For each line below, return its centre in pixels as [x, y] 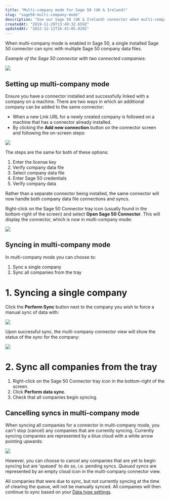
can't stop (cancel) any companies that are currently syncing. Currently [80, 431]
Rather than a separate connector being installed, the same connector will [82, 193]
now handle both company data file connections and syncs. [68, 199]
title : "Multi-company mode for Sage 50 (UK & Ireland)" [67, 10]
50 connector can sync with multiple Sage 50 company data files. [74, 49]
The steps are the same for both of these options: [57, 152]
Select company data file [38, 172]
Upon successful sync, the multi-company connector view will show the [80, 331]
